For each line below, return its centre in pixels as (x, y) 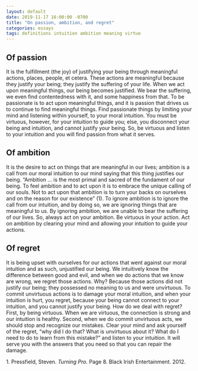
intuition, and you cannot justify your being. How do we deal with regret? (94, 306)
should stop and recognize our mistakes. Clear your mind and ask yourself (96, 325)
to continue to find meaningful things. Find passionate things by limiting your (99, 109)
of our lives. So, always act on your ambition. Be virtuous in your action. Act (98, 217)
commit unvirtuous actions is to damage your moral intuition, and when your (98, 294)
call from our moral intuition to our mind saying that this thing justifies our (95, 173)
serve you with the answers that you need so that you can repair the (89, 344)
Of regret (23, 248)
